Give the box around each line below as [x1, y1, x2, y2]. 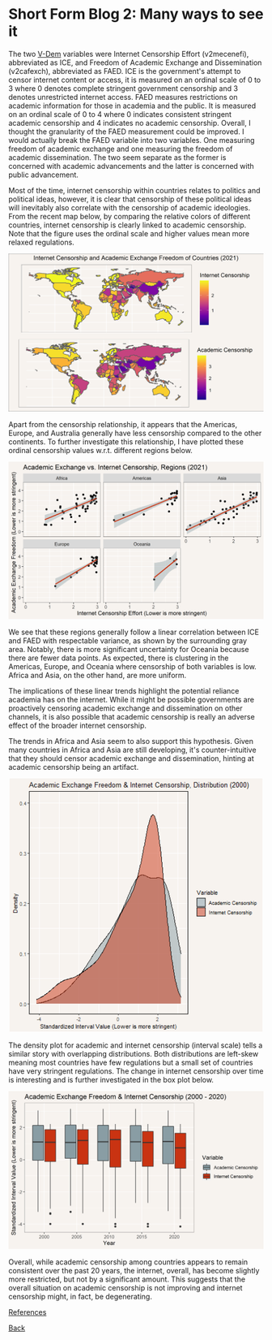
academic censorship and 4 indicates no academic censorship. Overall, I [8, 118, 251, 128]
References [8, 1307, 47, 1316]
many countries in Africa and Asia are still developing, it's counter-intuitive [8, 745, 257, 755]
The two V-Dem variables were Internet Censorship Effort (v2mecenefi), [8, 49, 249, 58]
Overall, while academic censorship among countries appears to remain [8, 1256, 249, 1267]
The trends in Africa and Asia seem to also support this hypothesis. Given [8, 737, 253, 746]
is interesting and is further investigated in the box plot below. [8, 1075, 215, 1085]
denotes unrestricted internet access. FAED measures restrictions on [8, 92, 238, 102]
